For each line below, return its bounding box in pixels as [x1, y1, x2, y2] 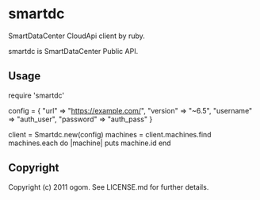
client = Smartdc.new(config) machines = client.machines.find [8, 129, 212, 139]
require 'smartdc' [8, 90, 65, 100]
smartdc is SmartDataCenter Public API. [8, 46, 139, 56]
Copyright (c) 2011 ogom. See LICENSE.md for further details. [8, 182, 209, 191]
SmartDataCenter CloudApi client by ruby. [8, 31, 145, 40]
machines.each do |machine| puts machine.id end [8, 138, 172, 148]
